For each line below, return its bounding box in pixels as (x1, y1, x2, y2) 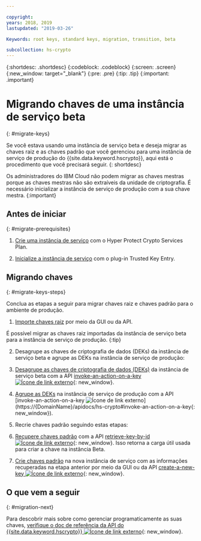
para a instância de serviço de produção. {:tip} (6, 336, 122, 343)
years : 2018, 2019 (6, 19, 52, 26)
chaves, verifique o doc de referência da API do (6, 521, 124, 528)
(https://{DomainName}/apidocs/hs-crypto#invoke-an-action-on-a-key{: (14, 403, 195, 410)
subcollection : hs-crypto (6, 47, 71, 53)
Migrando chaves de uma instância (6, 97, 185, 111)
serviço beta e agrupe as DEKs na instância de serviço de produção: (14, 354, 185, 361)
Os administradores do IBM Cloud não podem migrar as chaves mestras (6, 173, 184, 180)
